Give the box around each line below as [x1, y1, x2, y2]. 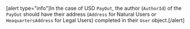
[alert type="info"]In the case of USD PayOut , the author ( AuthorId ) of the [6, 5, 182, 11]
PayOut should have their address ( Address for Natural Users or [6, 11, 157, 18]
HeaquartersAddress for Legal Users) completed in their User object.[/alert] [6, 17, 185, 23]
